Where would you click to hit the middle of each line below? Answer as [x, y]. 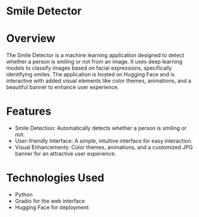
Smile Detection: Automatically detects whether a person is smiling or [101, 128]
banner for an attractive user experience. [66, 154]
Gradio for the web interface [50, 201]
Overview [31, 39]
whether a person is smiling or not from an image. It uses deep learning [94, 62]
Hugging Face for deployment [52, 207]
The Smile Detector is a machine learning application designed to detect [95, 55]
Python [24, 194]
